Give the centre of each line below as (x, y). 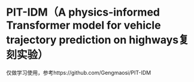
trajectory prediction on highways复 (98, 40)
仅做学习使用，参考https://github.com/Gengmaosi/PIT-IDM (79, 72)
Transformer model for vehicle (84, 25)
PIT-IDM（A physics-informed (83, 12)
